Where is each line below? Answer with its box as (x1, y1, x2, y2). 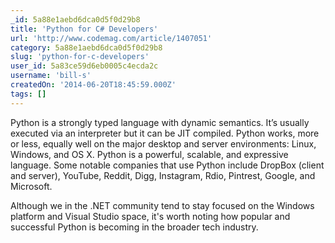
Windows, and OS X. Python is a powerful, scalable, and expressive (10, 148, 289, 160)
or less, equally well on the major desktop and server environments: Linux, (10, 137, 317, 150)
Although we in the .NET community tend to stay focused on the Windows (10, 199, 315, 211)
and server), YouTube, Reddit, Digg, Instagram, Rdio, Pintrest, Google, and (10, 169, 316, 181)
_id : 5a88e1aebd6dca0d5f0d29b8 (10, 14, 141, 25)
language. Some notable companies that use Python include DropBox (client (10, 159, 325, 171)
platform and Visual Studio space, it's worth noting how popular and (10, 210, 291, 222)
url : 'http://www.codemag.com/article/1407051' (10, 33, 213, 43)
